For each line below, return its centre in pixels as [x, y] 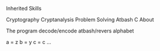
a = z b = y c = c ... [29, 42]
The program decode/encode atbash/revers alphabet [70, 31]
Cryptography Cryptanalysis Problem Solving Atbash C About [80, 19]
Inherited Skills [24, 8]
